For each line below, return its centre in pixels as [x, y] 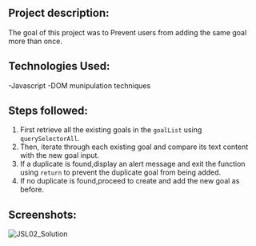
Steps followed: [48, 111]
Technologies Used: [59, 66]
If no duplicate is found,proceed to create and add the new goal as [130, 181]
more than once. [35, 41]
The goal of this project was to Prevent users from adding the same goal [128, 32]
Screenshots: [43, 214]
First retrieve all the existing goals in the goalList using [111, 130]
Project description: [59, 13]
